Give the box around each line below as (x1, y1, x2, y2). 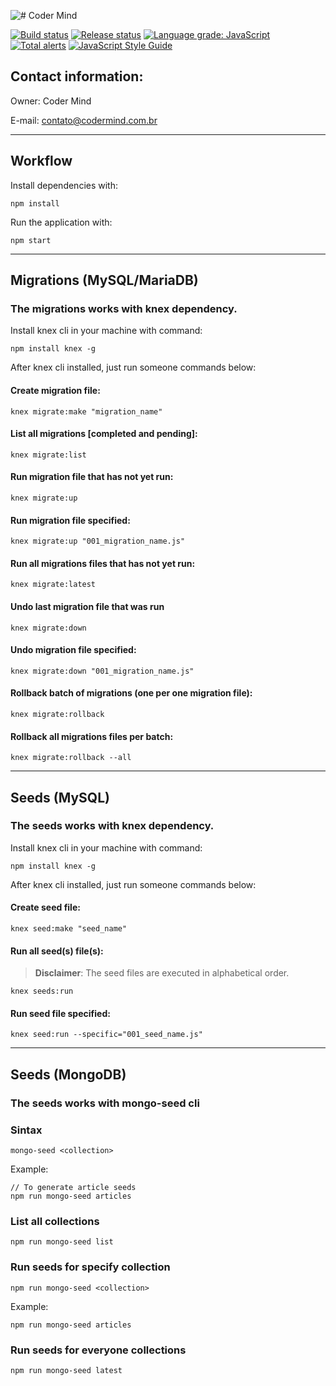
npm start (10, 235, 52, 245)
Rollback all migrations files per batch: (10, 730, 174, 742)
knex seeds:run (10, 986, 74, 997)
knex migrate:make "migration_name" (10, 406, 163, 417)
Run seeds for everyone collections (10, 1343, 187, 1357)
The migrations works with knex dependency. (10, 301, 238, 315)
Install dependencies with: (10, 179, 119, 191)
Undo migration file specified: (10, 644, 137, 656)
